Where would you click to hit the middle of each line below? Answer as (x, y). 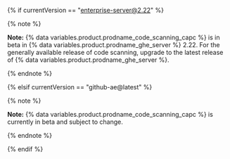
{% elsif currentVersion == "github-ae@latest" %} (80, 87)
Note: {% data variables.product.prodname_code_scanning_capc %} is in (114, 37)
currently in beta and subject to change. (65, 122)
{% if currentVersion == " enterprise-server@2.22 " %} (85, 10)
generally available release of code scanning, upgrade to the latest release (115, 52)
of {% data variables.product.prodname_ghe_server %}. (89, 60)
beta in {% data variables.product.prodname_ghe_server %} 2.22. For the (114, 45)
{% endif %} (25, 149)
